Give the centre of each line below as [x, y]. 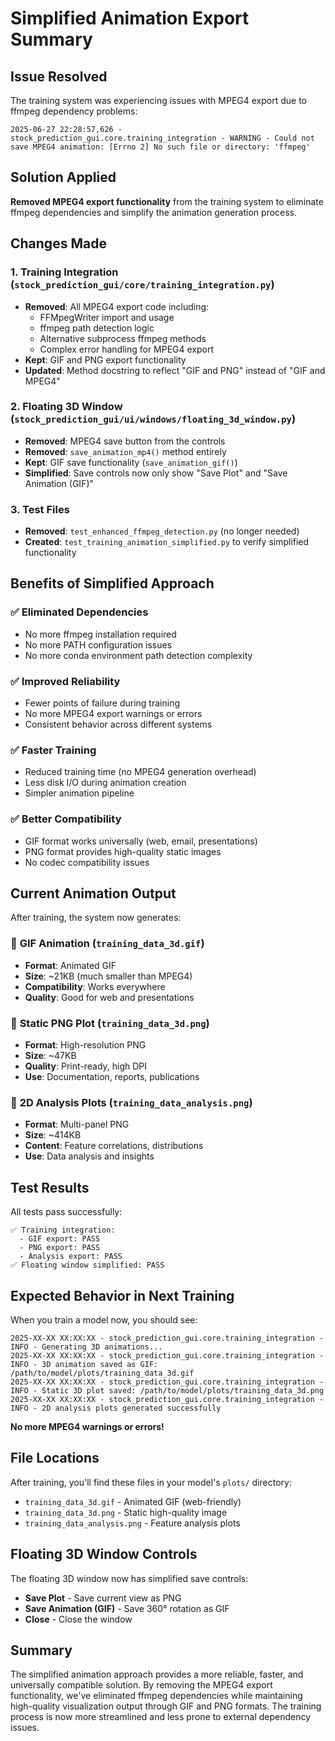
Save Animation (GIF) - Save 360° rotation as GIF [127, 1608]
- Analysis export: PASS [71, 1257]
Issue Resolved [59, 76]
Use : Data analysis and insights [89, 1156]
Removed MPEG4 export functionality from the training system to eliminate [167, 201]
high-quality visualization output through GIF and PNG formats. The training [166, 1706]
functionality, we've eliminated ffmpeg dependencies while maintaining [156, 1696]
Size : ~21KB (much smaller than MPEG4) [108, 976]
